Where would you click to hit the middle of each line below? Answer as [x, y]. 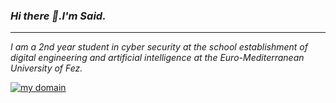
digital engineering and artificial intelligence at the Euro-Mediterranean [157, 58]
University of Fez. [46, 68]
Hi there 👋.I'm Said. [58, 16]
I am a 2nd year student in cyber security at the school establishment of [159, 47]
